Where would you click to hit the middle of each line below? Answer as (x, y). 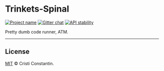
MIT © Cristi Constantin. (30, 63)
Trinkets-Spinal (37, 9)
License (17, 52)
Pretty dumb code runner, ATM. (37, 32)
